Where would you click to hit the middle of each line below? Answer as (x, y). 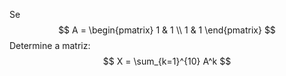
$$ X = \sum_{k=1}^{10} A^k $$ (167, 61)
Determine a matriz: (50, 45)
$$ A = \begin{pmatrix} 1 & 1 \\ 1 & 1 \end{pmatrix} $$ (167, 30)
